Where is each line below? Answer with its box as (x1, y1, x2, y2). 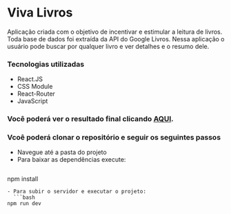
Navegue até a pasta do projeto (17, 148, 107, 156)
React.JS (17, 75, 43, 83)
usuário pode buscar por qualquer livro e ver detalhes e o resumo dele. (7, 42, 210, 50)
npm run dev (7, 200, 41, 207)
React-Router (17, 89, 55, 98)
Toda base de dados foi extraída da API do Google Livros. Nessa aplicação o (7, 34, 225, 43)
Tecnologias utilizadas (7, 59, 85, 69)
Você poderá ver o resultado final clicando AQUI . (7, 114, 174, 124)
